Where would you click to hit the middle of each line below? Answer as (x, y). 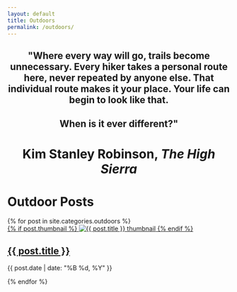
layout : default (31, 14)
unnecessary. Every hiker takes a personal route (119, 67)
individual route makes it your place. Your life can (119, 89)
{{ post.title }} (39, 251)
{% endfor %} (28, 282)
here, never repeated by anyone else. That (119, 77)
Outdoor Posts (51, 202)
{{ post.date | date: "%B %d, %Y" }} (60, 268)
